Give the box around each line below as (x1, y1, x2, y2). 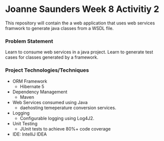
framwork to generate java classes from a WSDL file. (5, 25, 114, 31)
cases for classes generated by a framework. (5, 54, 98, 60)
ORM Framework (12, 78, 47, 84)
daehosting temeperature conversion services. (19, 105, 116, 111)
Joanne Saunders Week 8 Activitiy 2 (5, 3, 159, 15)
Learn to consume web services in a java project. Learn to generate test (5, 49, 153, 55)
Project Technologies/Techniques (5, 67, 89, 74)
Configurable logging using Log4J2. (19, 115, 94, 121)
